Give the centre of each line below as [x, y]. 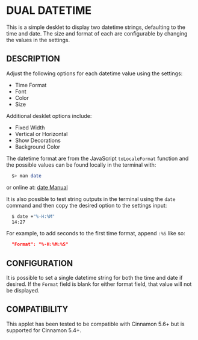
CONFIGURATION [40, 263]
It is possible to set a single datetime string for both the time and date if [94, 278]
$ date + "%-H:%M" [33, 216]
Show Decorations [38, 140]
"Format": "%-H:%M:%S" [40, 244]
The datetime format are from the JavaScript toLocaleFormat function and [97, 158]
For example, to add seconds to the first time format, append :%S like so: [96, 233]
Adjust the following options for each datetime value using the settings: [94, 73]
